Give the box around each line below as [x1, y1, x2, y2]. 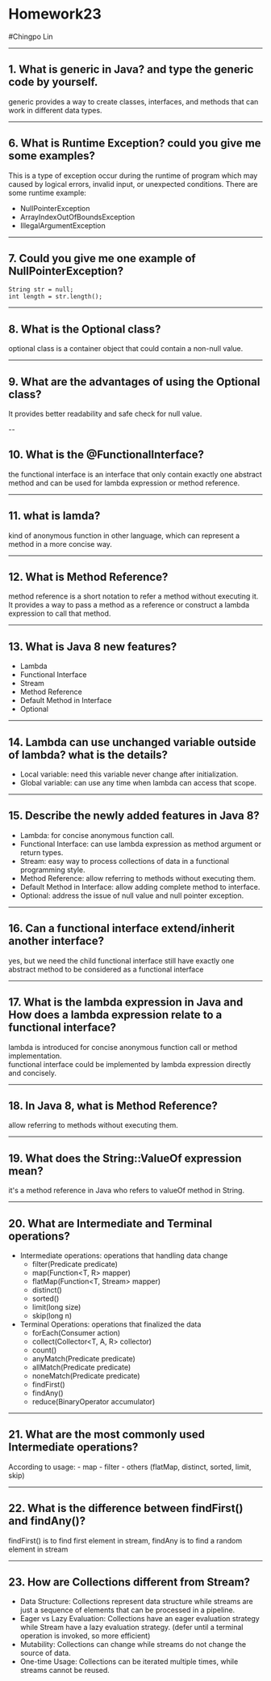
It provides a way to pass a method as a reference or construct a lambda [8, 600, 250, 610]
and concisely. [8, 1068, 56, 1078]
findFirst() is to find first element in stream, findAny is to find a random [8, 1535, 243, 1545]
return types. [19, 847, 64, 857]
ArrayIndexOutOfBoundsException [19, 212, 135, 222]
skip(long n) [31, 1311, 73, 1320]
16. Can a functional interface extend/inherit [8, 921, 236, 935]
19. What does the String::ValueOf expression [8, 1151, 242, 1165]
